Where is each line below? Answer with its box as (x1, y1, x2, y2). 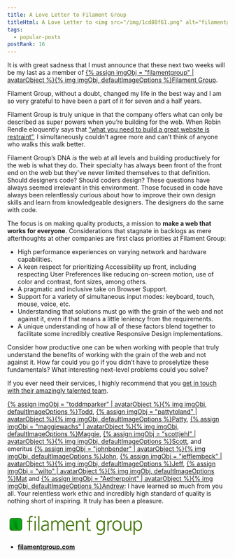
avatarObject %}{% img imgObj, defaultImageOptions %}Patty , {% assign (7, 415, 220, 424)
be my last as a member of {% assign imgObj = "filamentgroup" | (7, 69, 194, 77)
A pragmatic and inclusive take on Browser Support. (17, 285, 168, 293)
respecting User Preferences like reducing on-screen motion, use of (17, 270, 215, 279)
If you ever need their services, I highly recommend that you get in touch (7, 379, 217, 388)
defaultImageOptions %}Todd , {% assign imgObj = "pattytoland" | (7, 407, 198, 416)
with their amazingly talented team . (7, 386, 108, 395)
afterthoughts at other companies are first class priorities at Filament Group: (7, 235, 227, 243)
